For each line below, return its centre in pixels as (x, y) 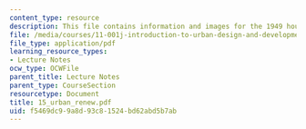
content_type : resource (55, 18)
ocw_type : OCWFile (44, 69)
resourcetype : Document (55, 94)
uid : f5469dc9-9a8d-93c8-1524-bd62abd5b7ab (93, 111)
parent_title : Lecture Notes (65, 77)
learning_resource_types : (58, 52)
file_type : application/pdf (63, 43)
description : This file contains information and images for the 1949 (146, 26)
